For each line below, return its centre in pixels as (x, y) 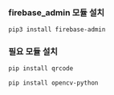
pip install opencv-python (53, 83)
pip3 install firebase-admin (57, 30)
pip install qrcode (41, 69)
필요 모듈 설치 (33, 52)
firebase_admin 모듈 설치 (57, 12)
